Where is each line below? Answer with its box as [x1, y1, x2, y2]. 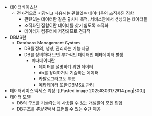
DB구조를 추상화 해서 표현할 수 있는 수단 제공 [17, 106, 101, 112]
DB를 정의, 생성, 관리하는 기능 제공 [24, 45, 90, 51]
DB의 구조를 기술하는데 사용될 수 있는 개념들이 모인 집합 [17, 100, 123, 105]
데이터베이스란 [9, 4, 37, 10]
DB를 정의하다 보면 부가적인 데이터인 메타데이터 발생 [24, 52, 124, 57]
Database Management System [17, 40, 80, 45]
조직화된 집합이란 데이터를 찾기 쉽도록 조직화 [24, 22, 109, 28]
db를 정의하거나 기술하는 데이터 [38, 70, 99, 75]
